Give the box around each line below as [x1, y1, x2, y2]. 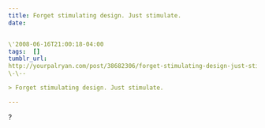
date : [8, 19, 26, 27]
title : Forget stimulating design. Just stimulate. [8, 11, 181, 20]
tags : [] [8, 47, 41, 55]
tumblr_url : [8, 55, 47, 63]
